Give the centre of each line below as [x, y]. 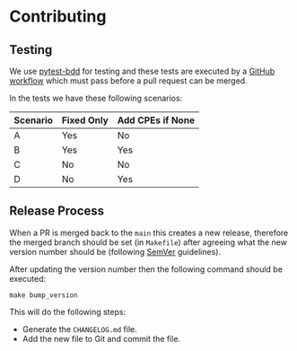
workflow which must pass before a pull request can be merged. [129, 81]
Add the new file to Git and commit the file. [101, 338]
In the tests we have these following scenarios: [96, 98]
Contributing [58, 17]
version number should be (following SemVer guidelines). [115, 251]
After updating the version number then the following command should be [146, 269]
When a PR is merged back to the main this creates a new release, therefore [149, 233]
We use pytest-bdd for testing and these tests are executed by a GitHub [142, 71]
